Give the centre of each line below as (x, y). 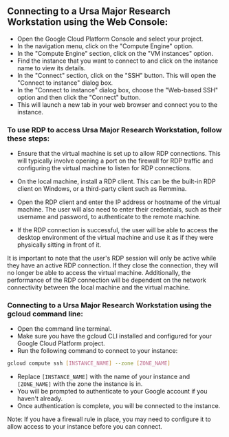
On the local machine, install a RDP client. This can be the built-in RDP (116, 181)
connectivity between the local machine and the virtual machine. (99, 287)
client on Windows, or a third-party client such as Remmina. (102, 189)
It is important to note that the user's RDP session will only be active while (112, 258)
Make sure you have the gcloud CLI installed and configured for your (114, 336)
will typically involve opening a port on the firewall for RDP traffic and (115, 161)
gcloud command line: (45, 314)
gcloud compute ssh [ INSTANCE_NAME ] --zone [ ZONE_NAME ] (89, 364)
